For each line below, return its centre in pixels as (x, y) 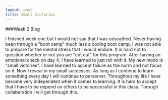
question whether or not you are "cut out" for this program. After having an (83, 55)
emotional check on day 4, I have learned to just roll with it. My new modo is (84, 60)
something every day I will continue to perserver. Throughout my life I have (83, 76)
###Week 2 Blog (23, 29)
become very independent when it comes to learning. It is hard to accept (81, 81)
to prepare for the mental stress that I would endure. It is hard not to (76, 49)
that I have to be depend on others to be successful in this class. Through (82, 86)
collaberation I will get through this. (42, 92)
